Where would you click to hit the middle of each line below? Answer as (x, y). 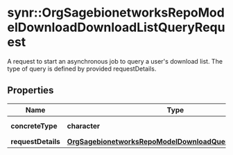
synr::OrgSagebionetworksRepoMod (116, 13)
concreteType (34, 126)
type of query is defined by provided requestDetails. (82, 69)
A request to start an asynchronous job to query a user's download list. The (115, 61)
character (84, 126)
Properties (31, 90)
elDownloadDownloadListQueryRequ (116, 27)
